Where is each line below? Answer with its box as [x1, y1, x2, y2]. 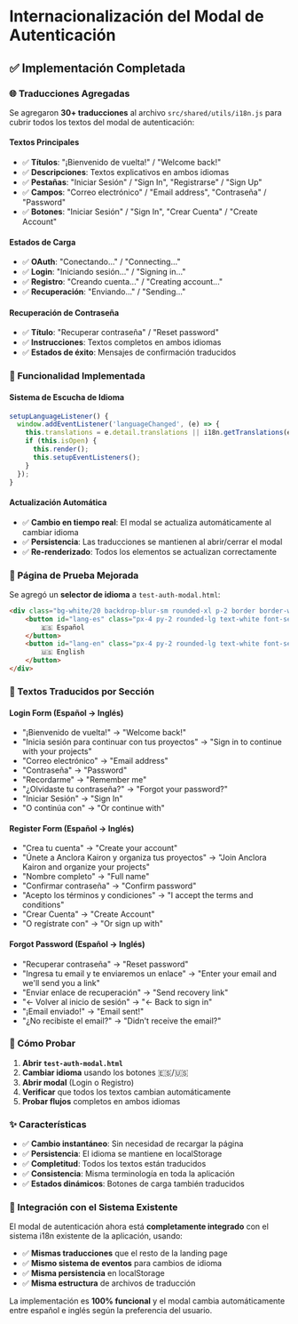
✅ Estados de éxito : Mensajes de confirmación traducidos [21, 347, 237, 357]
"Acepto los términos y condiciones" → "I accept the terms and [21, 890, 254, 901]
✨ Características [9, 1118, 87, 1130]
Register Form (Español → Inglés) [9, 822, 135, 833]
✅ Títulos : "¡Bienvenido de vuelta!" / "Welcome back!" [21, 157, 222, 168]
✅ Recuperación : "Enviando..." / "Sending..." [21, 286, 186, 297]
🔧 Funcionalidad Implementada [9, 370, 145, 382]
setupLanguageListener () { [9, 412, 109, 421]
